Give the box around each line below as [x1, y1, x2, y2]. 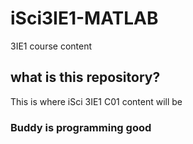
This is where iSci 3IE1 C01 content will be [10, 95, 183, 107]
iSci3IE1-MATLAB [10, 7, 159, 30]
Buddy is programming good [10, 120, 152, 134]
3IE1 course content [10, 40, 93, 52]
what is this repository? [10, 69, 161, 86]
